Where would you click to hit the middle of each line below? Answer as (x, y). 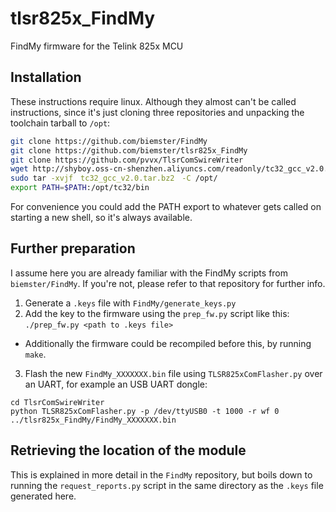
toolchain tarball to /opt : (60, 123)
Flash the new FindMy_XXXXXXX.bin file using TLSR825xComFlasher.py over (173, 373)
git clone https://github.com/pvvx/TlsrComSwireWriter (127, 160)
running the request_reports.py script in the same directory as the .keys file (167, 485)
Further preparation (73, 248)
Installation (46, 77)
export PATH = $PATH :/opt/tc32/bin (80, 188)
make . (35, 354)
